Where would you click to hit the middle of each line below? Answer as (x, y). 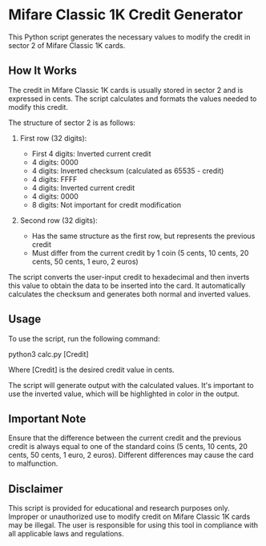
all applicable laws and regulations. (66, 534)
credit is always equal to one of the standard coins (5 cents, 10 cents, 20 (128, 447)
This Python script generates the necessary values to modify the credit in (129, 37)
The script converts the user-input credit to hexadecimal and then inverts (129, 277)
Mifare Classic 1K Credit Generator (125, 15)
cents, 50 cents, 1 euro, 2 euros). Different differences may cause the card (131, 455)
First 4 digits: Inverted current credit (91, 153)
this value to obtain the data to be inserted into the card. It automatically (127, 285)
